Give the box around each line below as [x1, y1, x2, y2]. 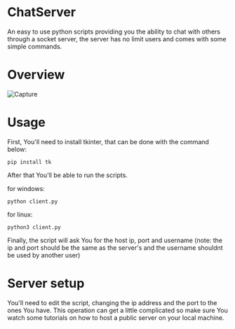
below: [7, 145, 27, 153]
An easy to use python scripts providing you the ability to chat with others [7, 27, 221, 36]
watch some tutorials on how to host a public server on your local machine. [7, 313, 224, 322]
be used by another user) [7, 251, 81, 259]
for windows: [7, 184, 46, 192]
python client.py [7, 197, 58, 205]
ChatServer [7, 4, 76, 20]
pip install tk [7, 158, 52, 165]
